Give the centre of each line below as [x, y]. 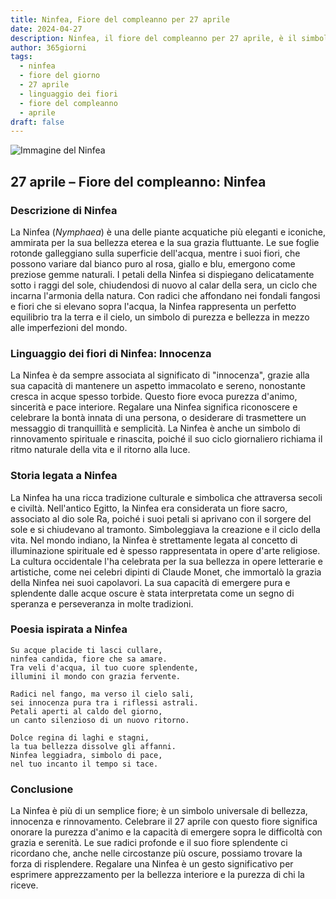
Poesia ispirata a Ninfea [69, 629]
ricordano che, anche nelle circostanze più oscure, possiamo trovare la [156, 853]
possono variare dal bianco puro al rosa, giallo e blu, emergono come [153, 263]
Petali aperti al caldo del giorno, [86, 711]
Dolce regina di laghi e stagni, [80, 737]
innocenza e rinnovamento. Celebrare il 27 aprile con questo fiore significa [164, 822]
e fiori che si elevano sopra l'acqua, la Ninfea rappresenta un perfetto [153, 306]
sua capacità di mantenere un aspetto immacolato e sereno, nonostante [158, 386]
